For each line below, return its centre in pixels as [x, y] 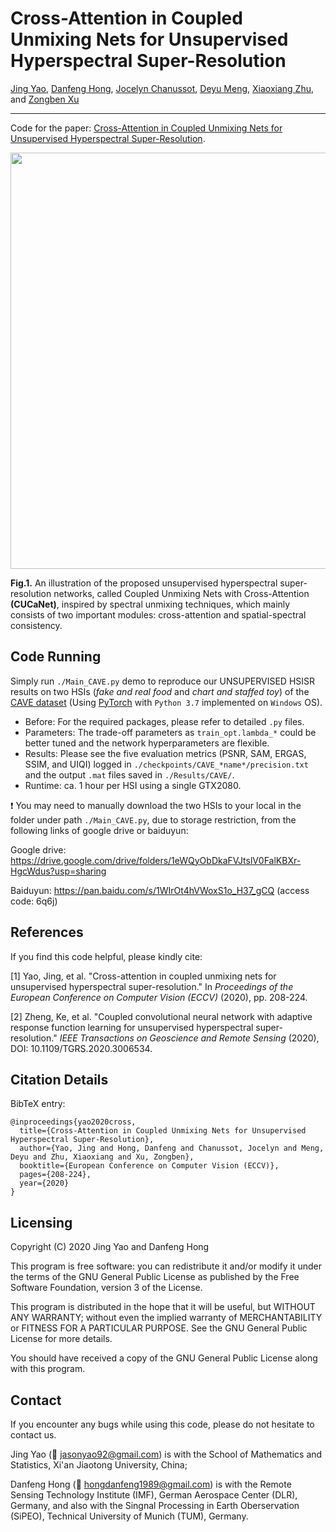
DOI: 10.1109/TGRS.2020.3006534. [81, 1048]
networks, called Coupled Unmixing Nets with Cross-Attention [181, 593]
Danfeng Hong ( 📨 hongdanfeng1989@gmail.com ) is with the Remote [151, 1484]
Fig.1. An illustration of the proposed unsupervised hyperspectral [144, 583]
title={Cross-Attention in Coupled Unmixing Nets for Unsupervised [163, 1131]
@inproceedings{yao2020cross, [73, 1122]
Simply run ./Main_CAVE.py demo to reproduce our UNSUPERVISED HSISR [163, 681]
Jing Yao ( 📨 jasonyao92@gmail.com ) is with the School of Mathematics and [166, 1454]
